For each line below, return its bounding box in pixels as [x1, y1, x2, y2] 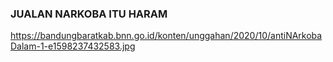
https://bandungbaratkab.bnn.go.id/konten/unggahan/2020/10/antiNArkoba [10, 30, 323, 42]
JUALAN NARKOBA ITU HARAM [10, 7, 168, 21]
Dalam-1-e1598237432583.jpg [10, 40, 136, 52]
